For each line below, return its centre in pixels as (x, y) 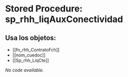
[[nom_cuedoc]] (29, 55)
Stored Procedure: (44, 9)
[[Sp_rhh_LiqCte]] (31, 60)
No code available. (24, 70)
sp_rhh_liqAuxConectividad (64, 19)
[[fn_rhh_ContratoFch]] (36, 50)
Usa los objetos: (31, 38)
